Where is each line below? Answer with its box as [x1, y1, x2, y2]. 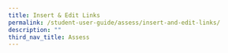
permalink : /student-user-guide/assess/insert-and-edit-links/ [8, 19, 221, 26]
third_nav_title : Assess [8, 33, 90, 41]
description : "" [8, 26, 62, 34]
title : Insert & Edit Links [8, 11, 101, 19]
